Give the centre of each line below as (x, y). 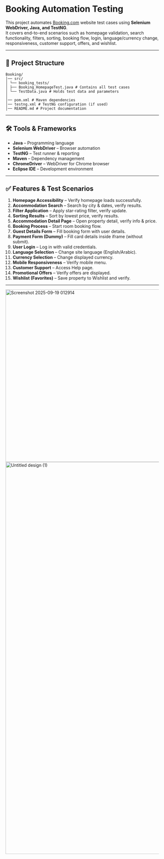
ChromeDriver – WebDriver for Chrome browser (61, 163)
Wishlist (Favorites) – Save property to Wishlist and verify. (72, 278)
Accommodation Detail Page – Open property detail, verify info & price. (85, 221)
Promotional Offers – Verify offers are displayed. (62, 273)
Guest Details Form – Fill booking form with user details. (69, 231)
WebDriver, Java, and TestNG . (36, 27)
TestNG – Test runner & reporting (46, 153)
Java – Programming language (43, 143)
